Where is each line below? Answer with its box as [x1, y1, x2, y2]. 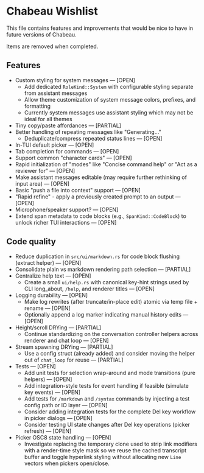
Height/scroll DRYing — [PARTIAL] [15, 324, 102, 331]
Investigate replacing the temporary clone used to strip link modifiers [24, 440, 198, 447]
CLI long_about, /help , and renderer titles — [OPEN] [24, 285, 155, 292]
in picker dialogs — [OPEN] [24, 414, 93, 421]
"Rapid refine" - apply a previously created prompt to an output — [15, 193, 181, 200]
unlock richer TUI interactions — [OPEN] [15, 219, 117, 226]
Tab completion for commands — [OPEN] [15, 147, 119, 155]
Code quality [6, 236, 56, 247]
